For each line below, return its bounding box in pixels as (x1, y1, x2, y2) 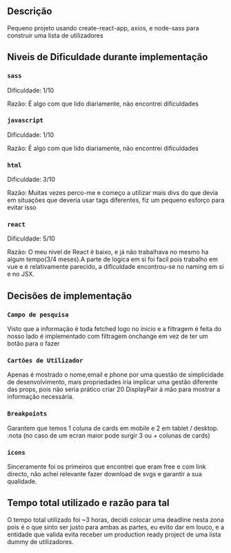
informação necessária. (7, 393, 74, 401)
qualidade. (7, 477, 37, 485)
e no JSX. (7, 270, 35, 279)
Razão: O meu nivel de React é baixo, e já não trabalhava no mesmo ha (7, 248, 209, 256)
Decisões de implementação (7, 290, 132, 301)
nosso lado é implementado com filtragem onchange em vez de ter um (7, 332, 208, 341)
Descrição (7, 6, 52, 17)
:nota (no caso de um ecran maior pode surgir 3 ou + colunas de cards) (7, 431, 210, 440)
